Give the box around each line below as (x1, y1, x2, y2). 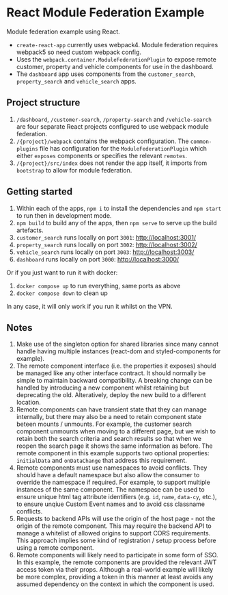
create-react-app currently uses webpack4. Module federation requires (16, 40, 218, 49)
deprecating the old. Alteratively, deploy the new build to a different (16, 391, 206, 399)
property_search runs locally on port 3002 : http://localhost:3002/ (16, 240, 197, 249)
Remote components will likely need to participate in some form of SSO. (16, 551, 218, 559)
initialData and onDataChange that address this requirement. (16, 457, 187, 465)
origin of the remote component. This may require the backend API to (16, 522, 212, 530)
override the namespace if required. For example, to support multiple (16, 478, 211, 487)
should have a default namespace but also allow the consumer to (16, 471, 200, 479)
